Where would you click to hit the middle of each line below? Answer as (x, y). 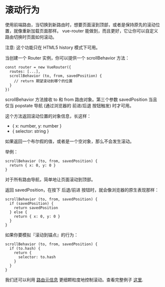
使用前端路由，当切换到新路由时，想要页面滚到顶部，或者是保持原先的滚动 (80, 25)
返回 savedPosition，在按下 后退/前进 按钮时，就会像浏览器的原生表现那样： (82, 190)
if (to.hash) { (25, 248)
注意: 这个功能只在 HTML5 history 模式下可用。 (53, 47)
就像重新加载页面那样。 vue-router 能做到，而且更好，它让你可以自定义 (86, 31)
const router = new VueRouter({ (38, 67)
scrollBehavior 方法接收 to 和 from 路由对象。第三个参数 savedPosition (76, 99)
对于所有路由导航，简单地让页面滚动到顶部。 (50, 179)
